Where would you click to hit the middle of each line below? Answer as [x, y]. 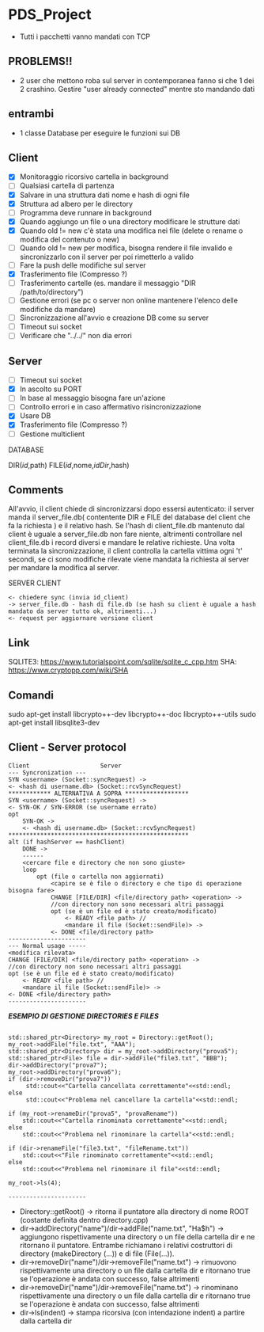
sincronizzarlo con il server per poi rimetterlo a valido [106, 257]
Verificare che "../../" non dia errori [75, 336]
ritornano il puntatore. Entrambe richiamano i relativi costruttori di [126, 1245]
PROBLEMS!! [40, 61]
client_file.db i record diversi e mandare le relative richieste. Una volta [122, 542]
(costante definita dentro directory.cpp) [84, 1220]
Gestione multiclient [52, 434]
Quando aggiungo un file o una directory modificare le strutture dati [130, 221]
